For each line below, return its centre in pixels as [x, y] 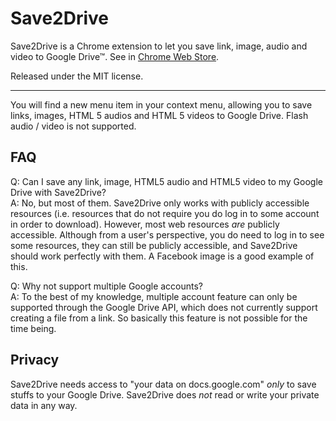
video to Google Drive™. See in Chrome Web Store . [115, 56]
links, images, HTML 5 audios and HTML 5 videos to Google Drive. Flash [159, 115]
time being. [33, 328]
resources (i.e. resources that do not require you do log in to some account [165, 213]
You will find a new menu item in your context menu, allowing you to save [161, 104]
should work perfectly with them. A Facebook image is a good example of [162, 256]
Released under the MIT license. [77, 76]
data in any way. [44, 405]
